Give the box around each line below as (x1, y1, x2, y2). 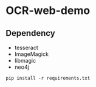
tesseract (14, 44, 39, 51)
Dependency (5, 28, 55, 38)
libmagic (14, 57, 36, 64)
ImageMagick (14, 50, 49, 58)
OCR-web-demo (5, 4, 91, 18)
